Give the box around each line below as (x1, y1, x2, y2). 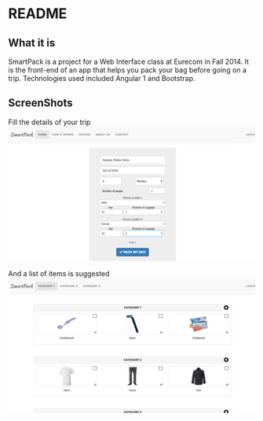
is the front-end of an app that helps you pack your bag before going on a (8, 65, 247, 75)
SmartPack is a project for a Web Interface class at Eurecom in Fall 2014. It (8, 57, 250, 66)
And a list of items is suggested (8, 268, 110, 278)
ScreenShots (8, 96, 73, 110)
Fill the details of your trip (8, 117, 91, 127)
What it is (8, 36, 56, 50)
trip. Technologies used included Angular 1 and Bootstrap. (8, 74, 195, 83)
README (8, 5, 68, 23)
